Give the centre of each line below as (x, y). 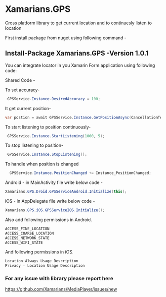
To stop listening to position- (34, 145)
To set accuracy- (22, 90)
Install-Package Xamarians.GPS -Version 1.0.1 (77, 53)
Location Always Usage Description (42, 261)
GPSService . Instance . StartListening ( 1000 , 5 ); (56, 136)
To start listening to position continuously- (48, 127)
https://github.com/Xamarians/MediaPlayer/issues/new (61, 289)
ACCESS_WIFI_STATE (24, 242)
